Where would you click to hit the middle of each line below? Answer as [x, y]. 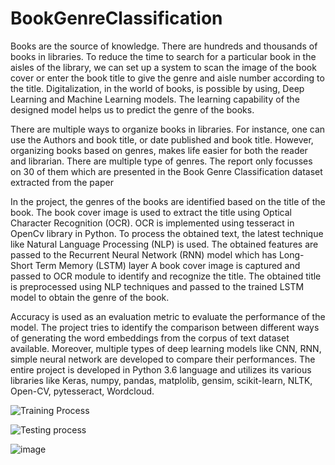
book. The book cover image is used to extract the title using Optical [151, 212]
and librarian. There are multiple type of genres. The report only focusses [161, 161]
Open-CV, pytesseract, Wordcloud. [82, 391]
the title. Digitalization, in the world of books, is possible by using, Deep [157, 88]
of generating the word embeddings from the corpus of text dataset [150, 338]
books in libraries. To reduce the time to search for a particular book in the [163, 56]
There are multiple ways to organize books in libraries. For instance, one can [168, 129]
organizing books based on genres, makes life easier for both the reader [159, 150]
